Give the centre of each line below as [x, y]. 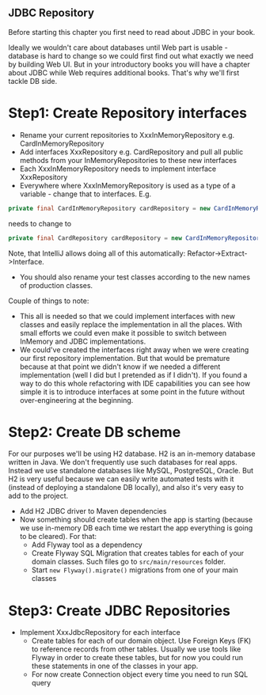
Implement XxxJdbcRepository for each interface [100, 632]
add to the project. [38, 496]
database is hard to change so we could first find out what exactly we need [131, 55]
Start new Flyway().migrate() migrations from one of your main [135, 570]
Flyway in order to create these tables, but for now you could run [137, 658]
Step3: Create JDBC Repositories [120, 611]
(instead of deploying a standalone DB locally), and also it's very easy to [126, 488]
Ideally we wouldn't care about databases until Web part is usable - [118, 47]
